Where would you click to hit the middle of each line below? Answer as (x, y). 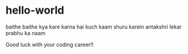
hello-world (35, 10)
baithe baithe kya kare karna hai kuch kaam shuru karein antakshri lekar (94, 27)
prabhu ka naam (26, 33)
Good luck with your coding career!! (49, 45)
